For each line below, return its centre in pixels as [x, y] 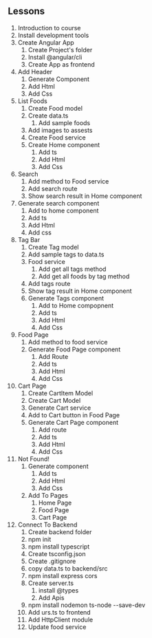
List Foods [32, 101]
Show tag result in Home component [80, 291]
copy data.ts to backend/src [68, 568]
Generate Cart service [59, 408]
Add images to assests [60, 130]
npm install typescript [59, 547]
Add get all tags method [72, 269]
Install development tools [53, 35]
